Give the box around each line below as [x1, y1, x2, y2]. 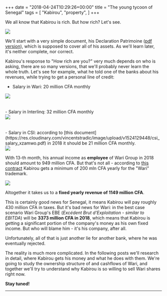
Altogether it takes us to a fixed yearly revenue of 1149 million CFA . [5, 190, 145, 195]
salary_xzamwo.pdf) [5, 140, 46, 146]
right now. [5, 271, 26, 277]
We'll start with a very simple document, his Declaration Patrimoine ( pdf [5, 38, 153, 44]
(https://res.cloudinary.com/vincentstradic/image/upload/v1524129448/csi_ [5, 135, 160, 141]
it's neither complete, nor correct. [5, 49, 74, 54]
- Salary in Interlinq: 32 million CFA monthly [5, 109, 94, 115]
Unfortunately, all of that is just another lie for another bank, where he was [5, 235, 158, 241]
